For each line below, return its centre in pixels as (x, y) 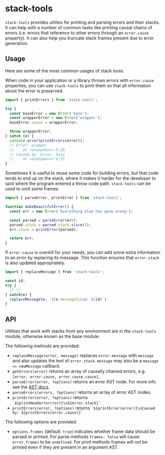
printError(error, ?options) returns (50, 398)
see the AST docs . (31, 387)
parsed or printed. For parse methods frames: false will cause (76, 437)
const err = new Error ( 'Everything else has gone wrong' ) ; (71, 211)
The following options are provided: (41, 422)
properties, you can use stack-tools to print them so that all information (78, 85)
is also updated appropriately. (35, 263)
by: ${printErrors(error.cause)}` (48, 413)
